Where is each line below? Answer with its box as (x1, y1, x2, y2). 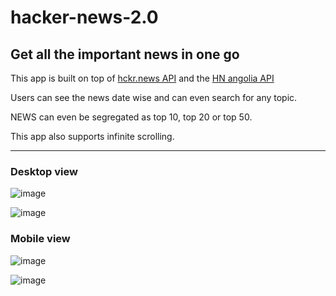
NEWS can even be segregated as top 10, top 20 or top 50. (10, 111, 253, 123)
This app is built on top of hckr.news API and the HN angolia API (10, 72, 275, 84)
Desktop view (10, 164, 78, 178)
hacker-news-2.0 (10, 6, 159, 29)
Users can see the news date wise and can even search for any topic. (10, 92, 298, 103)
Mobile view (10, 232, 71, 246)
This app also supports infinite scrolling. (10, 131, 175, 142)
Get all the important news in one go (10, 46, 240, 63)
